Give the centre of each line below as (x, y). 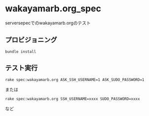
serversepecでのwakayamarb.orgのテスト (48, 23)
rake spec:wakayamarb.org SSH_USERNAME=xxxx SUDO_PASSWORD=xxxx (73, 99)
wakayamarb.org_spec (53, 9)
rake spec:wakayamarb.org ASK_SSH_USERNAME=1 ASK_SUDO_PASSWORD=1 (75, 79)
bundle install (21, 52)
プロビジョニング (31, 40)
